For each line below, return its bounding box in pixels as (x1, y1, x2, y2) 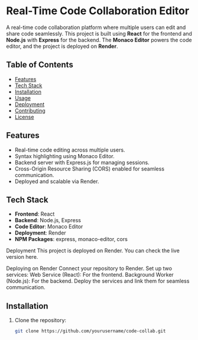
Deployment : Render (14, 229, 66, 236)
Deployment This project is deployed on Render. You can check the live (6, 247, 180, 254)
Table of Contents (6, 60, 74, 70)
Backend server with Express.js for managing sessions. (14, 159, 150, 166)
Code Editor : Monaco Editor (14, 223, 83, 230)
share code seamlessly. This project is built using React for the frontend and (6, 30, 192, 37)
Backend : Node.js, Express (14, 217, 82, 224)
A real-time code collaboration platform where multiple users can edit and (6, 24, 186, 31)
